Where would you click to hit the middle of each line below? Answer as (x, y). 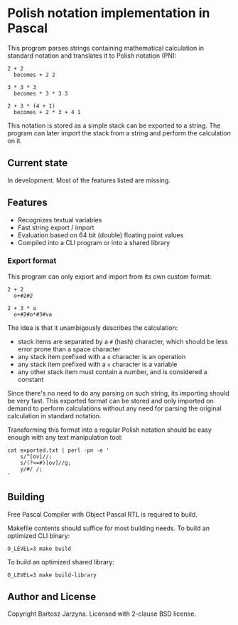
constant (31, 379)
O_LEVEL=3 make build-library (52, 575)
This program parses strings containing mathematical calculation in (106, 48)
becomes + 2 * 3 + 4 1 (47, 112)
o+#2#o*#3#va (33, 314)
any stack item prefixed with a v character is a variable (97, 364)
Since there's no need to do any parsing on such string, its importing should (118, 393)
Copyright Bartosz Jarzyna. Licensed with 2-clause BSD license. (102, 614)
